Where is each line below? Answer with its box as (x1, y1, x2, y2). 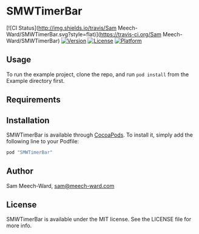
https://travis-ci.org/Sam (99, 30, 162, 37)
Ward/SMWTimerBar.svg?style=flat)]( (6, 30, 100, 37)
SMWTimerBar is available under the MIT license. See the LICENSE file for (6, 216, 192, 223)
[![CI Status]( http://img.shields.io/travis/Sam (6, 24, 117, 31)
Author (6, 166, 33, 177)
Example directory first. (6, 77, 65, 84)
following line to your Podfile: (6, 137, 79, 145)
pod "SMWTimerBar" (6, 149, 53, 155)
